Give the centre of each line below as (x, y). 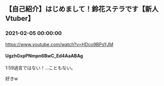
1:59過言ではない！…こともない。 (40, 68)
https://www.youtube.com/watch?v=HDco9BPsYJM (59, 44)
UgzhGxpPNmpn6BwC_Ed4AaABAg (44, 56)
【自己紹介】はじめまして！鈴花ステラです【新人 (82, 9)
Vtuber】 (20, 18)
